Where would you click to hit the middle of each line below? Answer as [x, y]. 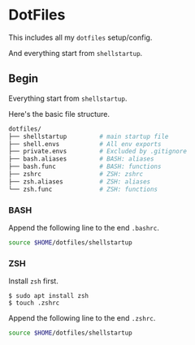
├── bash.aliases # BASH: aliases [81, 159]
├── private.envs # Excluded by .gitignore [97, 152]
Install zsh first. [33, 281]
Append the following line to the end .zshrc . [82, 318]
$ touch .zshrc [34, 303]
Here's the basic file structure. [59, 114]
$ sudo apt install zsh [49, 296]
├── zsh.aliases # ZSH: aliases [80, 181]
